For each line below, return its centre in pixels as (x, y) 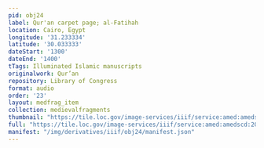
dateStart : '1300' (38, 52)
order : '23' (27, 96)
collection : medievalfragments (59, 110)
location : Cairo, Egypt (47, 30)
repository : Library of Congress (63, 81)
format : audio (31, 88)
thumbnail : (26, 117)
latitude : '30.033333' (45, 45)
